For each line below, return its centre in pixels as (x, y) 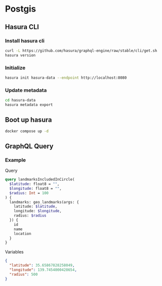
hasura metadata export (29, 105)
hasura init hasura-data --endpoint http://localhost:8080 (66, 78)
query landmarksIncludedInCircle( (40, 180)
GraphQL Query (29, 146)
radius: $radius (30, 216)
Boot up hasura (29, 120)
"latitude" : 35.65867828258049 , (42, 266)
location (23, 234)
